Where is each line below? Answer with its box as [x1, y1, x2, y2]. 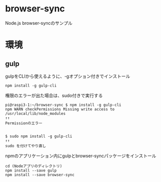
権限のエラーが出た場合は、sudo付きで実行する [5, 92, 103, 98]
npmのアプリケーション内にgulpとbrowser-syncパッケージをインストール [5, 153, 157, 159]
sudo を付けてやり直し [5, 143, 46, 148]
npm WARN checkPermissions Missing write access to [5, 106, 115, 112]
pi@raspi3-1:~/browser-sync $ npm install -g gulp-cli [5, 102, 122, 107]
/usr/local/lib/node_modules [5, 111, 66, 116]
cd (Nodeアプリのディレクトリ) [5, 164, 62, 169]
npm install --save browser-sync [5, 172, 75, 177]
